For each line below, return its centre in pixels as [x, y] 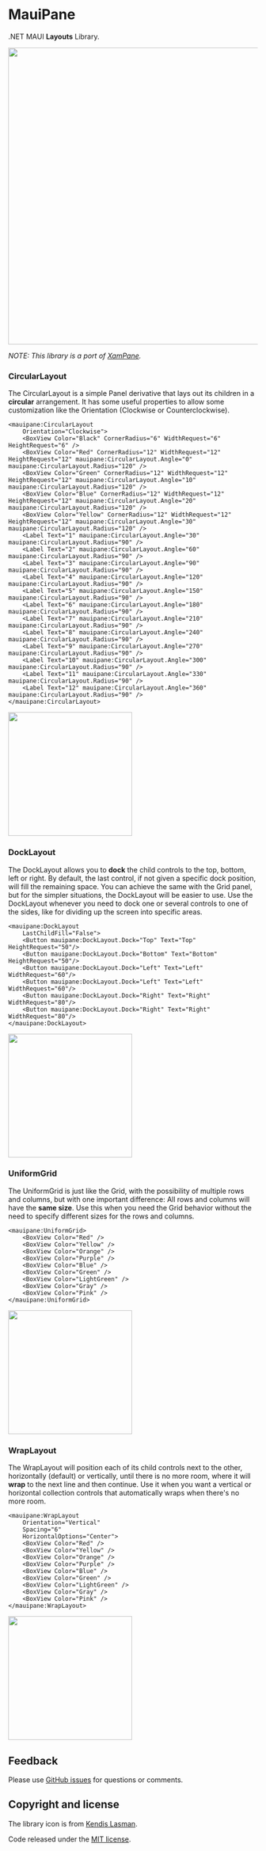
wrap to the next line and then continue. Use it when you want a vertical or [130, 1484]
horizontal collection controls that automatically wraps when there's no [124, 1493]
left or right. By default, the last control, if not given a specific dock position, [132, 878]
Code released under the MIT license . [70, 1839]
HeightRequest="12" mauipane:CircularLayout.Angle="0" [101, 460]
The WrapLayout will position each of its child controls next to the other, [125, 1468]
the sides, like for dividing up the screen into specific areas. [106, 911]
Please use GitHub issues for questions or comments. [96, 1780]
